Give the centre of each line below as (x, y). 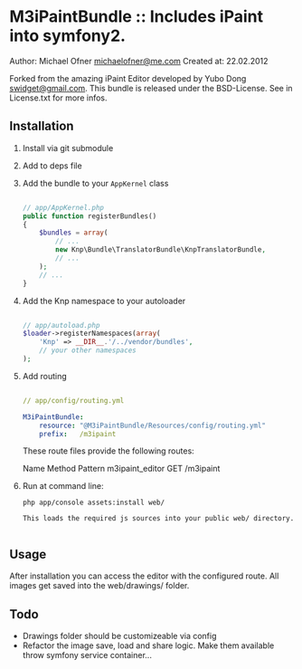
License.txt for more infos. (58, 98)
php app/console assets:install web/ (94, 503)
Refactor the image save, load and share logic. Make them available (148, 645)
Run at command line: (63, 486)
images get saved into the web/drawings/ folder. (99, 586)
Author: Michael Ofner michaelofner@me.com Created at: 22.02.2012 (139, 61)
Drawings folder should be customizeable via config (119, 636)
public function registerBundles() (90, 216)
